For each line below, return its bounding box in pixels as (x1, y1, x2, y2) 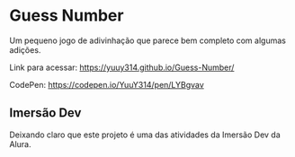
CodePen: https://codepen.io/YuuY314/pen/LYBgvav (9, 79, 204, 90)
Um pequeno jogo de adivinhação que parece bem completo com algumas (9, 35, 286, 46)
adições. (9, 44, 41, 55)
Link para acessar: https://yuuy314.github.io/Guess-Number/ (9, 62, 235, 73)
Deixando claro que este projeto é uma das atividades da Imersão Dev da (9, 129, 281, 140)
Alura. (9, 138, 31, 149)
